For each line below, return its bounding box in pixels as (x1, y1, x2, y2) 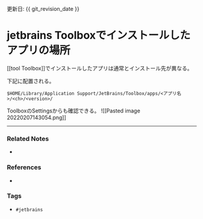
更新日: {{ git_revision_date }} (7, 5, 80, 12)
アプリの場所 (7, 44, 71, 57)
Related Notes (7, 134, 49, 143)
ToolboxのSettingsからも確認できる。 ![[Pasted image (7, 107, 140, 114)
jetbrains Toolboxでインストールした (7, 29, 191, 42)
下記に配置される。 (7, 77, 55, 84)
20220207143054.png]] (7, 114, 67, 121)
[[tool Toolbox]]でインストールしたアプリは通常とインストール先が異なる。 (7, 64, 193, 72)
